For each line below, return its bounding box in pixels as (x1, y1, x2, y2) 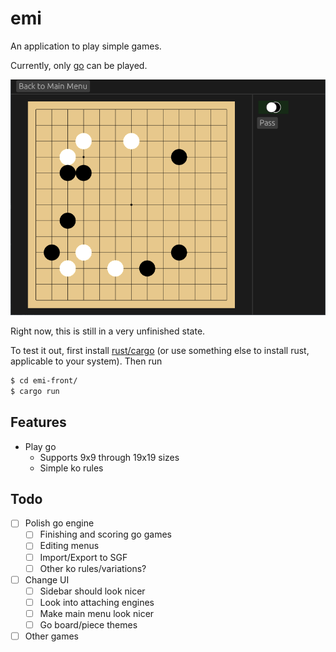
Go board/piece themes (39, 618, 138, 631)
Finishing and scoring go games (39, 528, 172, 541)
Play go (24, 440, 57, 452)
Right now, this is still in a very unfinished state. (10, 325, 206, 337)
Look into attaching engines (39, 596, 155, 608)
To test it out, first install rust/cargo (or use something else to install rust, (10, 344, 310, 356)
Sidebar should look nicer (39, 585, 146, 597)
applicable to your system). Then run (10, 355, 163, 367)
